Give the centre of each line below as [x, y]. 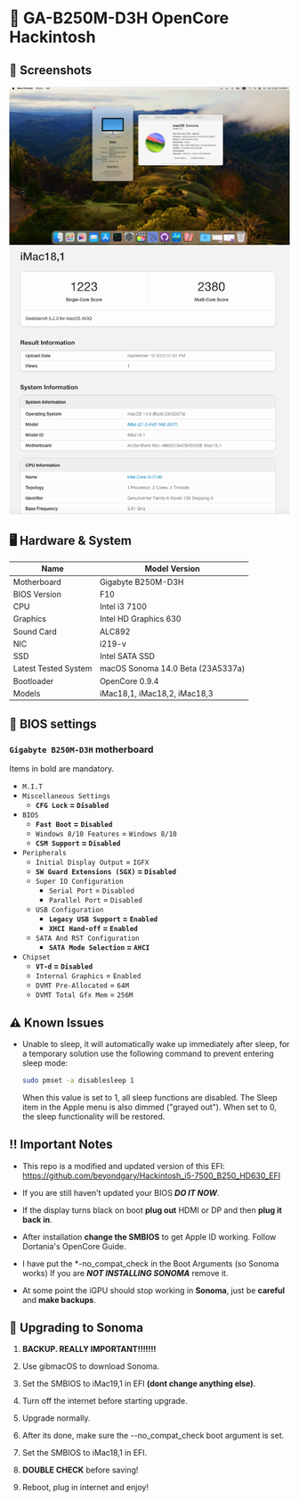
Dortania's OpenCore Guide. [74, 1246]
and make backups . [59, 1299]
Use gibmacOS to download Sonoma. [91, 1366]
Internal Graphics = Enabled [88, 976]
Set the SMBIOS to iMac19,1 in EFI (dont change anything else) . [139, 1384]
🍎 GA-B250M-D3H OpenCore [119, 18]
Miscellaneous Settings [66, 796]
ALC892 [115, 631]
